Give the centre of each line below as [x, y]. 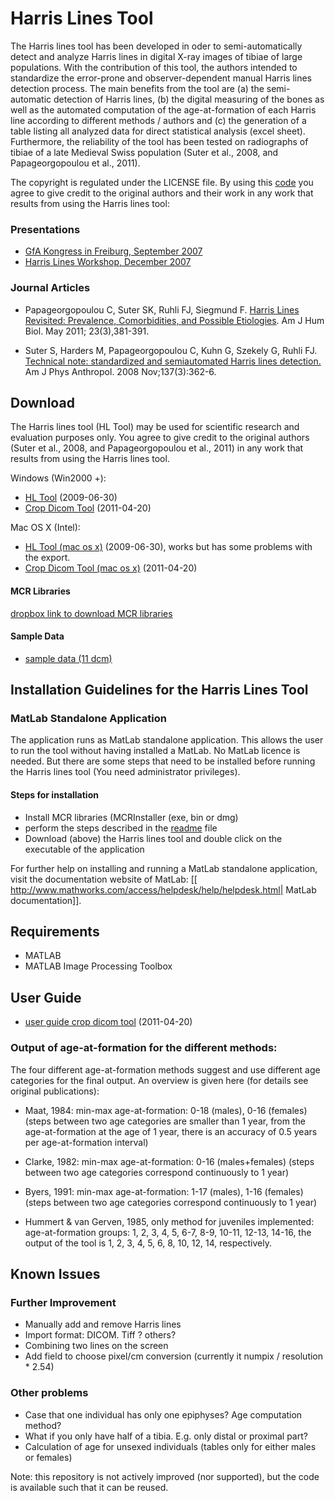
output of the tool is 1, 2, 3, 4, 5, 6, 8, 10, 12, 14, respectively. [148, 1243]
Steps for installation [54, 795]
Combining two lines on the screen [96, 1346]
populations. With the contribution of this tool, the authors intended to [154, 67]
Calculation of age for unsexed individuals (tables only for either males [170, 1446]
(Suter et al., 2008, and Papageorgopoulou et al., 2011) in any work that [157, 448]
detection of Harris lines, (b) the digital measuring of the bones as [189, 99]
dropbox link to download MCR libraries [91, 613]
